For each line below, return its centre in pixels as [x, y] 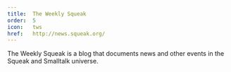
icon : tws [25, 27]
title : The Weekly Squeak [47, 14]
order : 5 [22, 20]
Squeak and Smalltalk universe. [53, 61]
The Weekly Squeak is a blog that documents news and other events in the [116, 54]
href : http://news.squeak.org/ [56, 34]
